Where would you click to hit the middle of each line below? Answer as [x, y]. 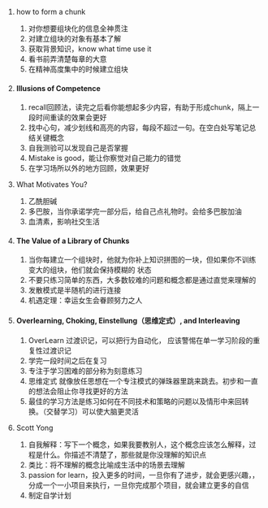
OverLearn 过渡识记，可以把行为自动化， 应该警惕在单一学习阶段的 [140, 340]
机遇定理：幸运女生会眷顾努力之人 [85, 301]
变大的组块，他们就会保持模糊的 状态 [90, 270]
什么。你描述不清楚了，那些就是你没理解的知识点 [125, 454]
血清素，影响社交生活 [64, 222]
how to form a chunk [51, 12]
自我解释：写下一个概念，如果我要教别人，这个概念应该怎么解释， [138, 444]
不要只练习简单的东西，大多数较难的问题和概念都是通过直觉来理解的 [142, 280]
